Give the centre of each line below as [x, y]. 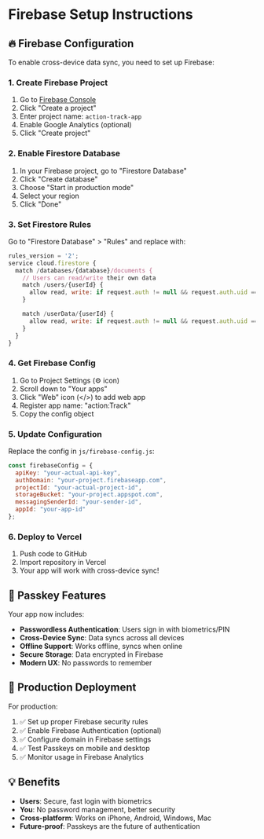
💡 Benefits [34, 782]
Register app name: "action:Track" [75, 405]
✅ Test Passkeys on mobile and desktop [85, 748]
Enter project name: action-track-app [81, 116]
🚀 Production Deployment [72, 688]
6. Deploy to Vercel [45, 537]
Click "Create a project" [58, 108]
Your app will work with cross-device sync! [89, 570]
